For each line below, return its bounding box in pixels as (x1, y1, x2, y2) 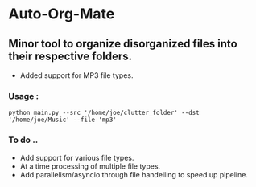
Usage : (8, 90, 39, 101)
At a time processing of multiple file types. (19, 161, 161, 171)
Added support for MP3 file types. (19, 71, 134, 80)
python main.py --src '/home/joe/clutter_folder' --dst (8, 109, 200, 117)
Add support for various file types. (19, 152, 134, 162)
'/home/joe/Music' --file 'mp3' (8, 116, 117, 124)
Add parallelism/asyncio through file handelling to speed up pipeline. (19, 169, 248, 179)
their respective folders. (8, 49, 133, 63)
